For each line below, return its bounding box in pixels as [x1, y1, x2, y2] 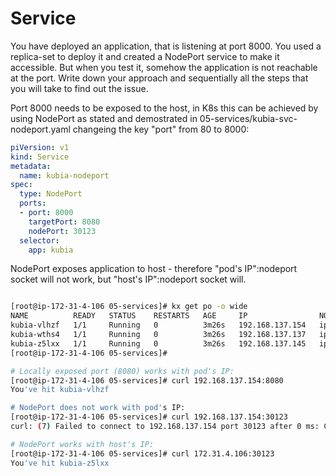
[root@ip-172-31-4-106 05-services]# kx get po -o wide [10, 302, 248, 312]
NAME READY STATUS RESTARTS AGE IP [10, 311, 248, 321]
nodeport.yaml [10, 123, 71, 135]
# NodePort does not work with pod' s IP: [10, 403, 186, 413]
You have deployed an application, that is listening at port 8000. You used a [10, 40, 322, 52]
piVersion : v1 [10, 142, 70, 152]
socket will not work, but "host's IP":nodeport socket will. [10, 273, 247, 286]
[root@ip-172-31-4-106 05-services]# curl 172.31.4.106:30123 [10, 448, 275, 459]
